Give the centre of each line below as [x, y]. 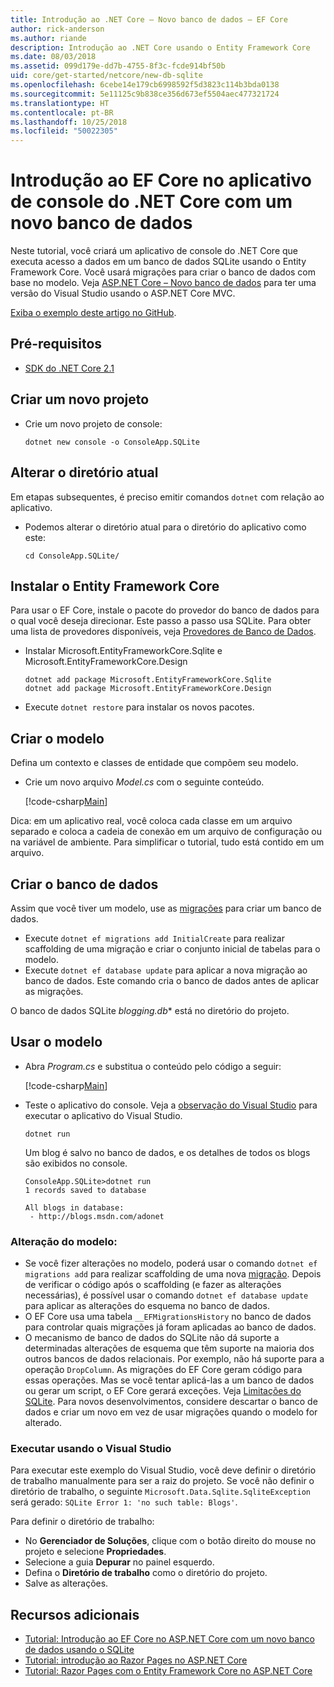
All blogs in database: [74, 1207]
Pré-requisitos [56, 344]
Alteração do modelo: [64, 1241]
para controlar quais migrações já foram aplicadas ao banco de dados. [170, 1327]
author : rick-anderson [57, 29]
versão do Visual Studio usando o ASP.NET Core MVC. [123, 293]
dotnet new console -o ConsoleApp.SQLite [112, 442]
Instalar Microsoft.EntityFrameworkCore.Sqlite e [123, 651]
